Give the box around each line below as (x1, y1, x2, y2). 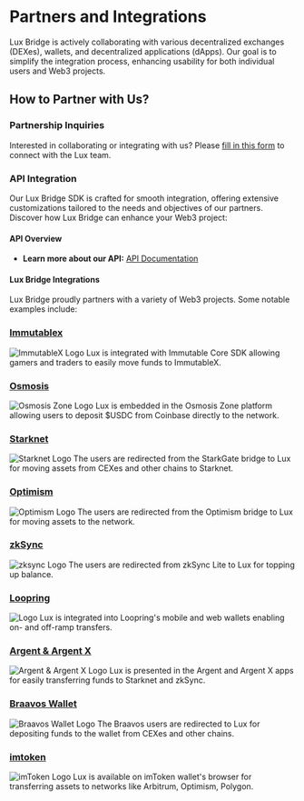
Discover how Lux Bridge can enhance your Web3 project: (9, 212, 228, 223)
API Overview (9, 233, 63, 244)
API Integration (9, 172, 77, 185)
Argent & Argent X (9, 645, 93, 657)
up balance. (9, 568, 54, 579)
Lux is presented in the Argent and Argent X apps (109, 666, 294, 676)
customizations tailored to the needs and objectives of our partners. (9, 202, 263, 213)
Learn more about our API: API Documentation (22, 253, 199, 265)
